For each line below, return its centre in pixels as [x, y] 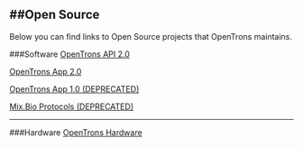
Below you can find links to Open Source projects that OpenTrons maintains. [151, 36]
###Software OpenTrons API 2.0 [70, 54]
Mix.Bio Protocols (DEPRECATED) [71, 106]
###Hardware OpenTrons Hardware [76, 132]
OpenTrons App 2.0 [46, 71]
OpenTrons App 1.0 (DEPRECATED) [74, 88]
